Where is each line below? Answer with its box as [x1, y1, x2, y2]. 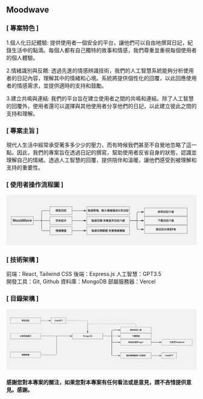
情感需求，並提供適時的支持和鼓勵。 [16, 81, 107, 89]
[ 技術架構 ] [6, 256, 39, 264]
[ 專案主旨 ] [6, 126, 39, 135]
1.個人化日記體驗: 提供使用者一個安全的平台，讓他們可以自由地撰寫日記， [6, 39, 188, 46]
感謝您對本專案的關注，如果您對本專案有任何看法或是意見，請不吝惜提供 [6, 378, 186, 386]
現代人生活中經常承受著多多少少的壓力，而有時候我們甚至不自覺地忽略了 [6, 141, 186, 148]
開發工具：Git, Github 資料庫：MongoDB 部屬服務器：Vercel [6, 278, 156, 286]
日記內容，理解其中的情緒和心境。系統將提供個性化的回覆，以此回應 [16, 74, 186, 81]
